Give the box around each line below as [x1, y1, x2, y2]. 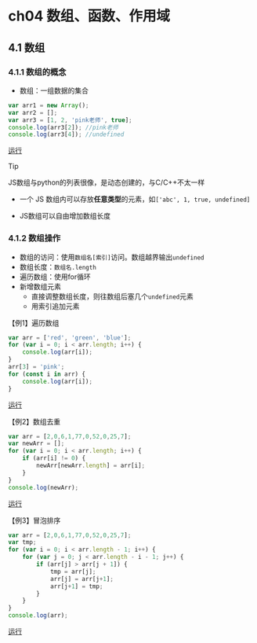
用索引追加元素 [31, 301, 80, 310]
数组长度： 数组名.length [19, 262, 96, 271]
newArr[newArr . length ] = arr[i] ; [36, 461, 146, 470]
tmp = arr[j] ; [49, 568, 96, 575]
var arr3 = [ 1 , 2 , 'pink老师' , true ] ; [8, 116, 133, 124]
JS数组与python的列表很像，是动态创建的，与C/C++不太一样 [8, 178, 205, 187]
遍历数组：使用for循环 [19, 272, 92, 281]
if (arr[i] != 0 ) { [22, 454, 86, 462]
